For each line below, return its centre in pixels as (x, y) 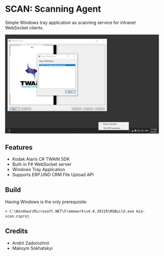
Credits (17, 231)
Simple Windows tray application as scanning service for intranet (70, 22)
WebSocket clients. (24, 27)
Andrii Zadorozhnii (31, 243)
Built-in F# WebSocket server (42, 164)
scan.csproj (17, 216)
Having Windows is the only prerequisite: (46, 202)
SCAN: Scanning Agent (53, 9)
